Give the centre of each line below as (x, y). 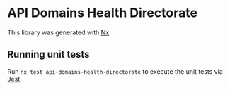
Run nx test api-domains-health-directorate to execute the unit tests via (115, 71)
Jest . (15, 79)
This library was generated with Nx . (59, 32)
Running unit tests (48, 54)
